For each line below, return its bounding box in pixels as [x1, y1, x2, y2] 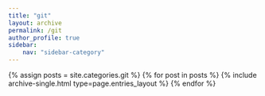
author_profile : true [8, 33, 80, 42]
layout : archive [8, 19, 62, 27]
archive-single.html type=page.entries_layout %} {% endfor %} [8, 79, 216, 88]
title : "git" [8, 11, 52, 20]
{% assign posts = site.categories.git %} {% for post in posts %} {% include [8, 71, 257, 79]
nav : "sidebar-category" [22, 48, 105, 56]
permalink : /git [8, 26, 62, 34]
